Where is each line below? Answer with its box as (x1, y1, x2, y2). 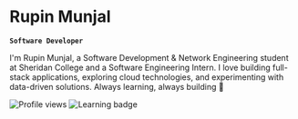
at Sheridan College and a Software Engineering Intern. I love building (9, 62, 271, 73)
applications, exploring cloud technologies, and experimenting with (31, 71, 284, 83)
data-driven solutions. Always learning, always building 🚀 (9, 81, 225, 92)
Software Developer (9, 36, 84, 45)
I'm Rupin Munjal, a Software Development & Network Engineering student (9, 52, 289, 63)
